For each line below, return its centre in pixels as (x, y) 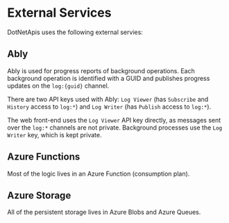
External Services (59, 13)
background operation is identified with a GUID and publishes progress (109, 78)
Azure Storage (39, 195)
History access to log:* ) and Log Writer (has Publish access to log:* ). (109, 107)
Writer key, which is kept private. (54, 134)
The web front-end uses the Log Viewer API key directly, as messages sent (114, 120)
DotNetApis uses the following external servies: (75, 32)
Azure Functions (44, 157)
